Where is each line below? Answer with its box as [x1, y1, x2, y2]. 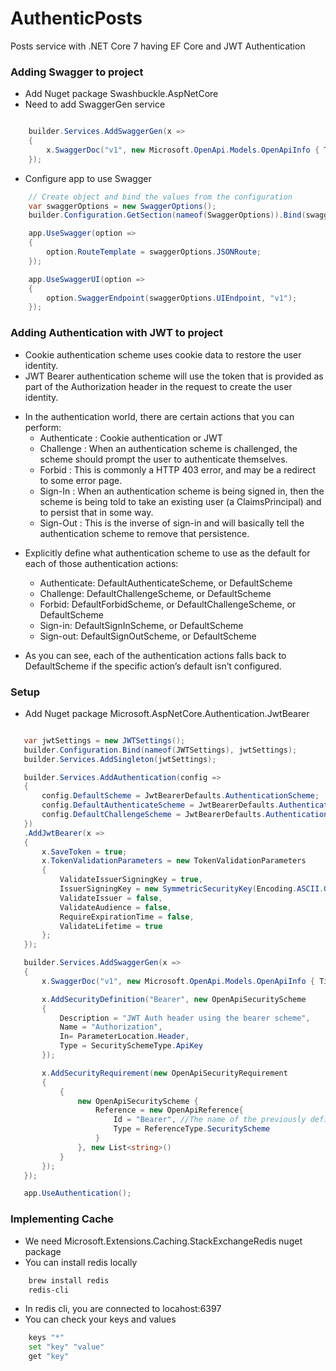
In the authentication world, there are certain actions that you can [24, 410, 295, 422]
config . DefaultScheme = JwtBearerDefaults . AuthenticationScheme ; [41, 791, 320, 801]
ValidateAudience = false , [59, 902, 172, 912]
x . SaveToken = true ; [41, 847, 128, 857]
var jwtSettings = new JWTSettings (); [23, 735, 186, 746]
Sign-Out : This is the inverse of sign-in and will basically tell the [39, 517, 305, 529]
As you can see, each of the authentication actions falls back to [24, 649, 287, 661]
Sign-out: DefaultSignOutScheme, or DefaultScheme [39, 630, 257, 642]
